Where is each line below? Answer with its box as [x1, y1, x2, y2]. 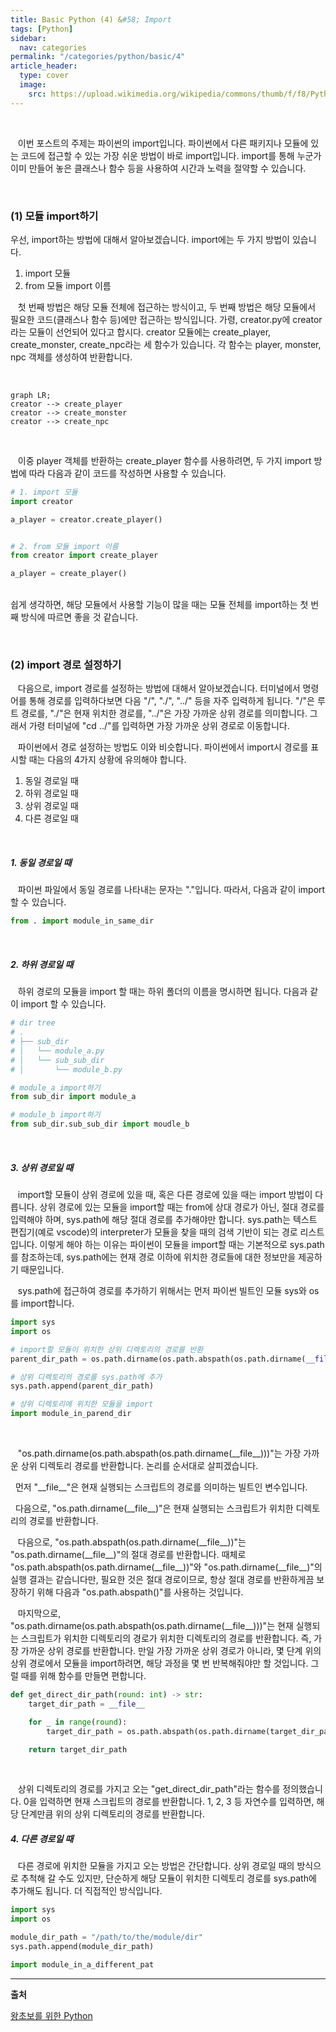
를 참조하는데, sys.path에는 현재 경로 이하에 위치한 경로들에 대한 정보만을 [10, 1251, 297, 1263]
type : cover [19, 71, 70, 81]
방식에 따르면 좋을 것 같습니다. [20, 611, 139, 623]
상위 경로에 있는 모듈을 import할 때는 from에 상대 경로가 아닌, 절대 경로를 [39, 1201, 325, 1213]
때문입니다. [20, 1264, 65, 1275]
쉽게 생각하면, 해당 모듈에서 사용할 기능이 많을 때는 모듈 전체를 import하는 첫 [10, 599, 309, 611]
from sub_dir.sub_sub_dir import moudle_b [10, 1119, 190, 1130]
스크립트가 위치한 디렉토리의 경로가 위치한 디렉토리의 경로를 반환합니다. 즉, [20, 1632, 312, 1644]
